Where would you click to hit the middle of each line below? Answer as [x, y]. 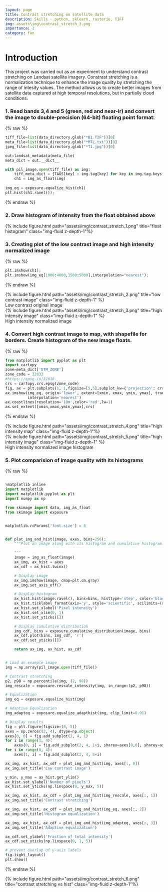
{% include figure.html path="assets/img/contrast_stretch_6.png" [72, 878]
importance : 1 [20, 28]
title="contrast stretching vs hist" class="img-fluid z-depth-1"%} [72, 884]
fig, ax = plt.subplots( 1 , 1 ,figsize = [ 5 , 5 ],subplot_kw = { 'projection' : [80, 388]
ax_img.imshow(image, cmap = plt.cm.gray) [57, 580]
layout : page [19, 10]
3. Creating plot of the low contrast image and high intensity [79, 244]
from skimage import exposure [37, 512]
